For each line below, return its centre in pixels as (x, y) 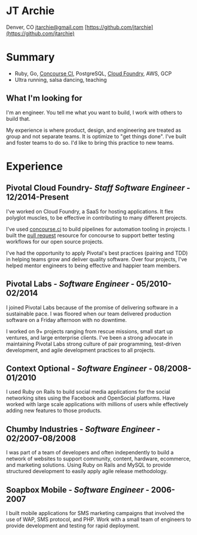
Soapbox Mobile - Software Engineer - (78, 490)
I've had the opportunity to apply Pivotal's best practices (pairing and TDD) (97, 253)
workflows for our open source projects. (55, 241)
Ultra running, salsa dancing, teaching (61, 79)
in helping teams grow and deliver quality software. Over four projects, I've (96, 259)
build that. (18, 118)
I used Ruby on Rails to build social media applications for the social (88, 392)
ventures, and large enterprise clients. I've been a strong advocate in (89, 337)
